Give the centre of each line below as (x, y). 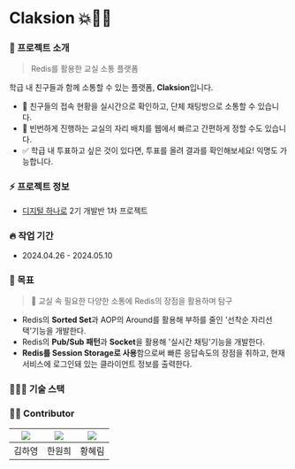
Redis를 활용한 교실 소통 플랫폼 (84, 69)
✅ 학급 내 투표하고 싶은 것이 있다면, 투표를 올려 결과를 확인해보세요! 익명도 (150, 150)
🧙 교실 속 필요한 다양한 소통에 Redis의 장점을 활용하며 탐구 (132, 301)
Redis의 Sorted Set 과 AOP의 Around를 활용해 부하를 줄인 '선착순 (135, 320)
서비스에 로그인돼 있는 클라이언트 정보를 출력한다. (107, 364)
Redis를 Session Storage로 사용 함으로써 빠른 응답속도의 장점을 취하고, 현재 (153, 353)
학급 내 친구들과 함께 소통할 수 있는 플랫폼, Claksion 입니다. (111, 88)
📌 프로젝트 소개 (39, 48)
